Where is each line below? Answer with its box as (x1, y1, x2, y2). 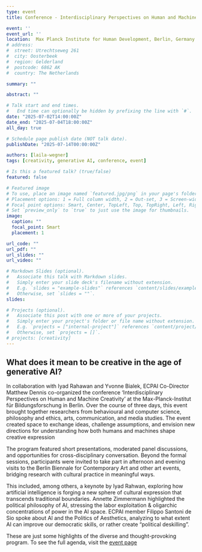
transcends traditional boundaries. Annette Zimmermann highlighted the (6, 495, 185, 503)
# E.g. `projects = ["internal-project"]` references (6, 324, 149, 330)
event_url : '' (6, 31, 42, 37)
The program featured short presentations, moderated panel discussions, (6, 446, 188, 453)
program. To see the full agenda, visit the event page (6, 539, 137, 546)
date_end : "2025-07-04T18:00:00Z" (6, 119, 93, 125)
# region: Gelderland (6, 58, 63, 65)
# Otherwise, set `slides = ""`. (6, 290, 96, 296)
